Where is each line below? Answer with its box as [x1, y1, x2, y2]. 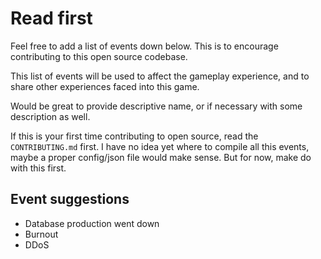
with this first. [10, 162, 67, 174]
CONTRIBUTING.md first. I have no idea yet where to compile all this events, [10, 140, 310, 152]
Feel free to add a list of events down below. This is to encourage [10, 40, 279, 52]
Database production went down [24, 217, 160, 229]
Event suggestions [10, 191, 130, 208]
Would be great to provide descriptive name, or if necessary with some [10, 100, 303, 112]
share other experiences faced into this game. [10, 80, 200, 92]
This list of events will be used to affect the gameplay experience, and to [10, 70, 310, 82]
